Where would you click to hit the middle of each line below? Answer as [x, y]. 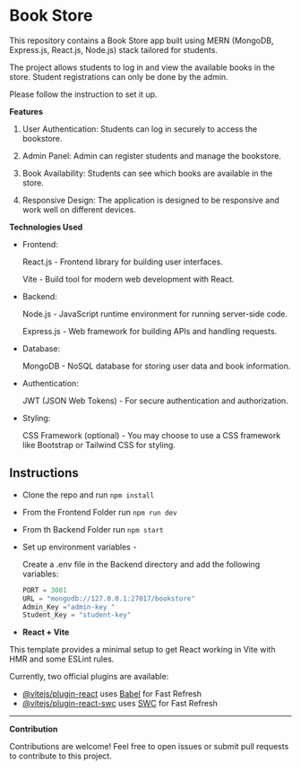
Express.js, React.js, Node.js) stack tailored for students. [113, 49]
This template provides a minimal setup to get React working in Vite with [142, 650]
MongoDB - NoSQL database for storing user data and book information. [156, 366]
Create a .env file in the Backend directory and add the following [141, 564]
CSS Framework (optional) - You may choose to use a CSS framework [151, 435]
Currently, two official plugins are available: [89, 677]
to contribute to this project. [60, 756]
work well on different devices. [79, 209]
